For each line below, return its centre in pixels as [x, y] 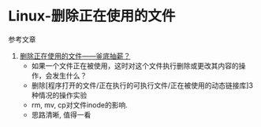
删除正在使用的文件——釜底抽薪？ [75, 56]
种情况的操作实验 [59, 95]
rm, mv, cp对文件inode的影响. [79, 105]
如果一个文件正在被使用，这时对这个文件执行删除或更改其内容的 [135, 65]
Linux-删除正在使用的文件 [92, 16]
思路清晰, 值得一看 [61, 114]
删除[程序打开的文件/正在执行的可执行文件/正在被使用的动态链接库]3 [142, 85]
